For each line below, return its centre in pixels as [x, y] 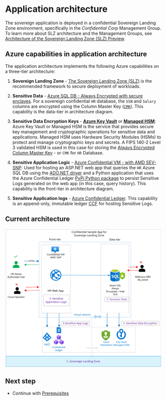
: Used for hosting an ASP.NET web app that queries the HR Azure [88, 167]
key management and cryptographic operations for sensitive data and [83, 132]
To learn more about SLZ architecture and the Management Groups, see [79, 33]
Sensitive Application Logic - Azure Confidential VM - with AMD [79, 162]
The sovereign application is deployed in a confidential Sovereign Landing [81, 23]
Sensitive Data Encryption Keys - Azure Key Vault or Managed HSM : [84, 121]
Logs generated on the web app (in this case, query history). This [79, 183]
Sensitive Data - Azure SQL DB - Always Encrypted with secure [77, 96]
